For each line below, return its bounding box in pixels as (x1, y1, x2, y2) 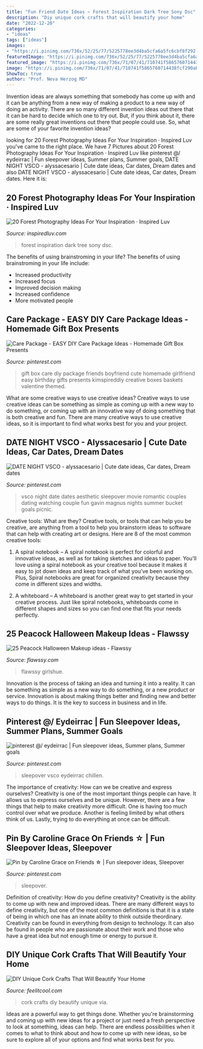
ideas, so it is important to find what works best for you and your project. (6, 420, 188, 427)
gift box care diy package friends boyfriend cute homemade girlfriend (21, 370, 195, 377)
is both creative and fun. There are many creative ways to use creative (6, 413, 182, 420)
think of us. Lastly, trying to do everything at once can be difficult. (6, 816, 170, 823)
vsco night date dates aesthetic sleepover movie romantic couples (21, 493, 187, 500)
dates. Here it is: (6, 175, 47, 182)
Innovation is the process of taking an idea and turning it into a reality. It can (6, 680, 195, 687)
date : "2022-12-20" (6, 20, 56, 26)
